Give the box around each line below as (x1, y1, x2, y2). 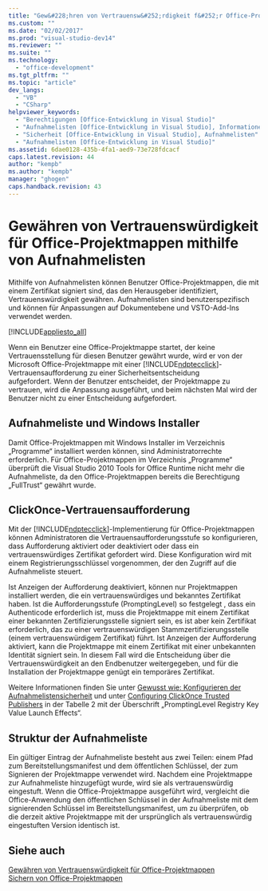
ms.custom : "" (8, 19, 56, 27)
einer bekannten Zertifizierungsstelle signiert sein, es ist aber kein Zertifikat (8, 616, 257, 626)
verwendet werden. (8, 311, 73, 320)
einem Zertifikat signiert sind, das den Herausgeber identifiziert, (8, 285, 219, 296)
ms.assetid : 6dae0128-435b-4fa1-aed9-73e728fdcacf (8, 145, 180, 153)
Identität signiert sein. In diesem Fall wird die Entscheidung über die (8, 650, 231, 660)
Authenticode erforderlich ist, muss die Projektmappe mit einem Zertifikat (8, 608, 250, 618)
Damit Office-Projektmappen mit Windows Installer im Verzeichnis (8, 437, 226, 447)
